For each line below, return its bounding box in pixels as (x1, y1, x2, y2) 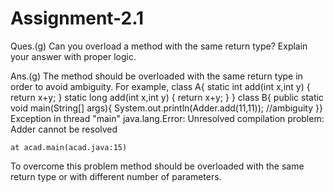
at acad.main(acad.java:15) (10, 142, 128, 152)
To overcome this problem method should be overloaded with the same (10, 160, 305, 172)
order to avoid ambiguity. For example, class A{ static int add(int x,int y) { (10, 80, 311, 92)
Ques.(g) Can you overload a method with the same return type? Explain (10, 40, 308, 52)
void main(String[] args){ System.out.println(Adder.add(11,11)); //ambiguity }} (10, 102, 323, 114)
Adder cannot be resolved (10, 123, 118, 135)
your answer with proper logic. (10, 50, 137, 62)
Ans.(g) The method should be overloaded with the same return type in (10, 70, 303, 82)
